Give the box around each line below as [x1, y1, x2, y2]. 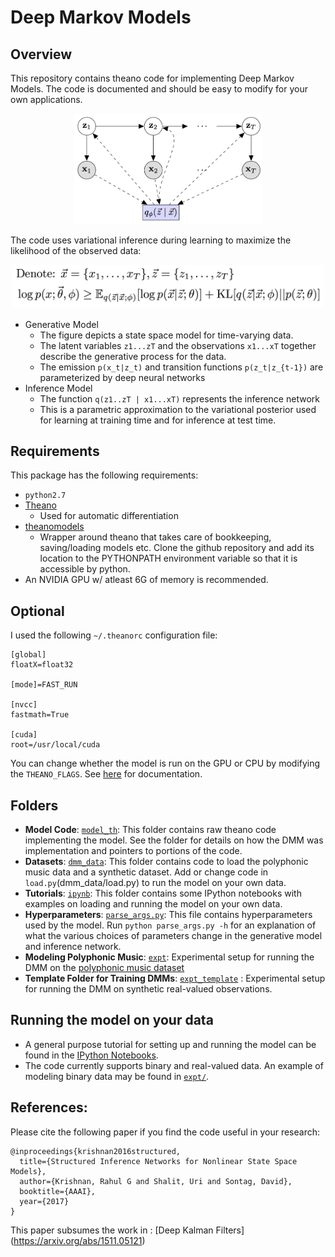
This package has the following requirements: [10, 469, 199, 481]
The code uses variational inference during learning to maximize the [10, 234, 292, 246]
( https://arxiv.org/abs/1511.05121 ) [10, 1234, 146, 1246]
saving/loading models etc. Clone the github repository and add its [39, 542, 315, 554]
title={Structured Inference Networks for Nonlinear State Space [19, 1156, 298, 1166]
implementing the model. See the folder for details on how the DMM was [24, 834, 324, 846]
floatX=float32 [10, 660, 74, 670]
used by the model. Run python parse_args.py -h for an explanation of [24, 919, 317, 931]
